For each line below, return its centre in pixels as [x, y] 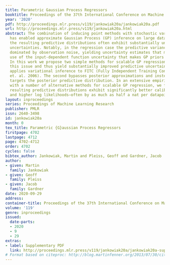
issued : [13, 217]
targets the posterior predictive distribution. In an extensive [80, 81]
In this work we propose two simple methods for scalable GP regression [88, 62]
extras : [13, 241]
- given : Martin [22, 165]
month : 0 [14, 123]
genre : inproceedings [28, 213]
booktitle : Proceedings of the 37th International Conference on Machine [85, 15]
